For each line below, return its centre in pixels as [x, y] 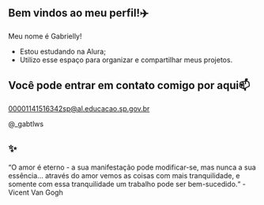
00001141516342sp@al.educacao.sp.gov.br [79, 108]
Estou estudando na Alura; [63, 51]
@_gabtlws [26, 124]
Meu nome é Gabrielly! [45, 36]
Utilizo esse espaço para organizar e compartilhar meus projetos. [126, 60]
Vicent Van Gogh [36, 192]
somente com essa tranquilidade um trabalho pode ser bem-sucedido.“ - [127, 184]
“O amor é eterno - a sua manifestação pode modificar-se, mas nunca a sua [132, 167]
